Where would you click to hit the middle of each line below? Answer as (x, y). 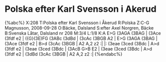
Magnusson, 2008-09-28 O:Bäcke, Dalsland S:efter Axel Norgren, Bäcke (79, 28)
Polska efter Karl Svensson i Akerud (81, 9)
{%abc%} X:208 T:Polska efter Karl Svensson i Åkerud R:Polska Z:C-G (77, 23)
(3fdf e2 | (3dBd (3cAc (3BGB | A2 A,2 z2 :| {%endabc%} (64, 54)
